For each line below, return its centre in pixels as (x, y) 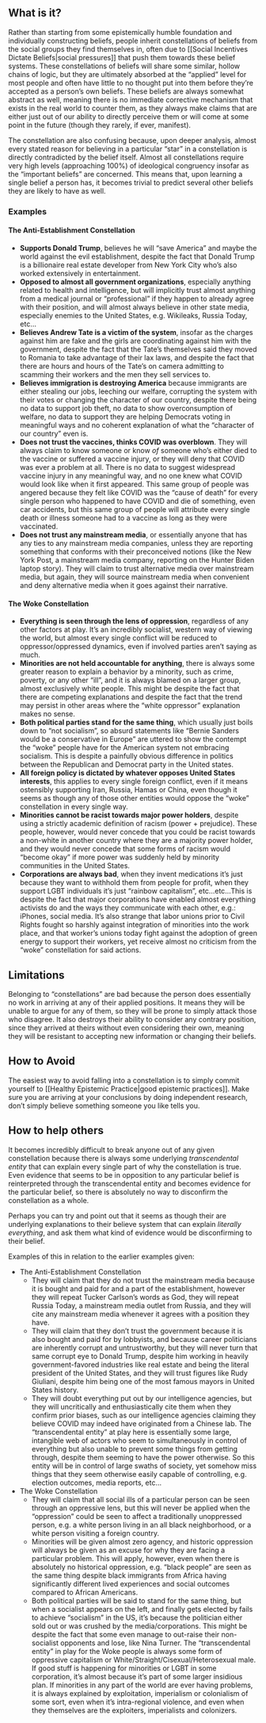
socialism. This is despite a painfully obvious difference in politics (126, 756)
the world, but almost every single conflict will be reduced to (118, 638)
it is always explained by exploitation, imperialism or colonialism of (140, 1693)
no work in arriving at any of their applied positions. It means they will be (127, 1002)
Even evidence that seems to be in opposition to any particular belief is (124, 1175)
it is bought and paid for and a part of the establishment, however (138, 1288)
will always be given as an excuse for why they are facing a (128, 1550)
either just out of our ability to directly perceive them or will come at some (129, 116)
